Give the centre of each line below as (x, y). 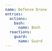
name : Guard (30, 41)
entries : (14, 14)
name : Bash (29, 28)
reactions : (21, 32)
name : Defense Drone (26, 9)
